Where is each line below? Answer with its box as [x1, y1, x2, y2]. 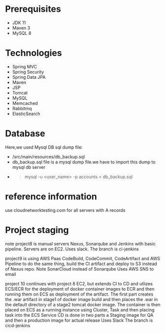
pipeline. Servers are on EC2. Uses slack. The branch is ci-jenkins [5, 246, 139, 252]
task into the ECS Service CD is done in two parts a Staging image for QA [5, 312, 154, 318]
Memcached [12, 100, 38, 106]
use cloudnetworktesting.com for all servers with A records [5, 207, 126, 213]
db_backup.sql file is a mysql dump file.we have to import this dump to [12, 159, 156, 165]
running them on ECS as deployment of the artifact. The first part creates [5, 291, 154, 297]
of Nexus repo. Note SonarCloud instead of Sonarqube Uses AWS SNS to [5, 266, 154, 272]
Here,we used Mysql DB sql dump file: [5, 144, 83, 150]
